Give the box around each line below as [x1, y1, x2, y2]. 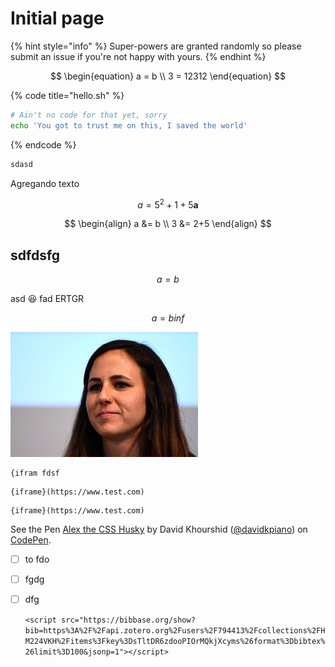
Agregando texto [10, 177, 80, 189]
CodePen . [10, 534, 52, 546]
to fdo [24, 553, 50, 566]
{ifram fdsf [10, 468, 60, 479]
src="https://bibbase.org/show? [61, 615, 196, 626]
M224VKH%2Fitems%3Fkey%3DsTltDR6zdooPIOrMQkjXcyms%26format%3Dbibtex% [24, 637, 326, 647]
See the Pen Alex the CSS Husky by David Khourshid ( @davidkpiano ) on [10, 523, 308, 536]
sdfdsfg [10, 247, 61, 264]
